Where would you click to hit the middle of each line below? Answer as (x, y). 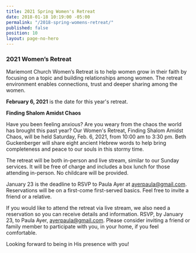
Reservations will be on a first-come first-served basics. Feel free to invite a (97, 190)
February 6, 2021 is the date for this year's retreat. (67, 102)
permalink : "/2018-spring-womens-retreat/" (60, 22)
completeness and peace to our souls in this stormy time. (75, 149)
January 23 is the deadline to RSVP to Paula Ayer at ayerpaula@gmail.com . (97, 184)
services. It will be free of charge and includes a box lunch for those (88, 167)
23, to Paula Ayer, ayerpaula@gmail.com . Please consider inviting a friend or (98, 220)
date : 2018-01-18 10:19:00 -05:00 (48, 17)
